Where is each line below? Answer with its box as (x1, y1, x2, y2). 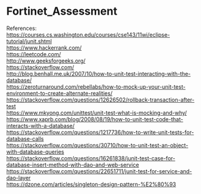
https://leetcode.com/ (6, 50, 61, 58)
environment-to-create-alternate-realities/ (6, 89, 113, 97)
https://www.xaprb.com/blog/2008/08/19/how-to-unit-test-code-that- (6, 115, 183, 123)
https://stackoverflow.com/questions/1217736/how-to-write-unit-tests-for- (6, 129, 194, 136)
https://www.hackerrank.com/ (6, 44, 82, 51)
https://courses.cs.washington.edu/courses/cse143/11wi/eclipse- (6, 31, 170, 38)
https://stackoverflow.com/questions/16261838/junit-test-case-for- (6, 154, 175, 162)
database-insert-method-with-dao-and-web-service (6, 161, 139, 168)
